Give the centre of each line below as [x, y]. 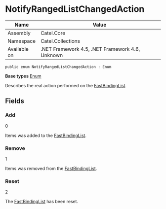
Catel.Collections [60, 41]
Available [18, 49]
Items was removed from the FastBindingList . [51, 168]
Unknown [52, 55]
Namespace [22, 41]
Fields [15, 101]
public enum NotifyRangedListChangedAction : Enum [58, 67]
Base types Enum [23, 76]
